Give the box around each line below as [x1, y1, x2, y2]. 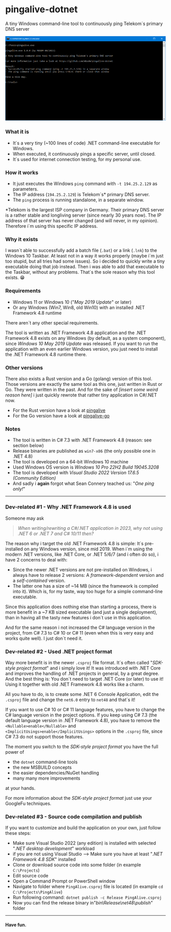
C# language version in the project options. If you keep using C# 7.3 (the [5, 712, 157, 718]
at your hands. [5, 785, 36, 791]
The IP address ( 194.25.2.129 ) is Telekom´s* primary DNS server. [12, 192, 150, 198]
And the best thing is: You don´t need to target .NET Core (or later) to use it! [5, 675, 164, 682]
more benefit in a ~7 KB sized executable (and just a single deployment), [5, 609, 158, 615]
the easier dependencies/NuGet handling [12, 770, 99, 776]
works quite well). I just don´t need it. [5, 635, 83, 641]
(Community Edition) [12, 475, 56, 481]
